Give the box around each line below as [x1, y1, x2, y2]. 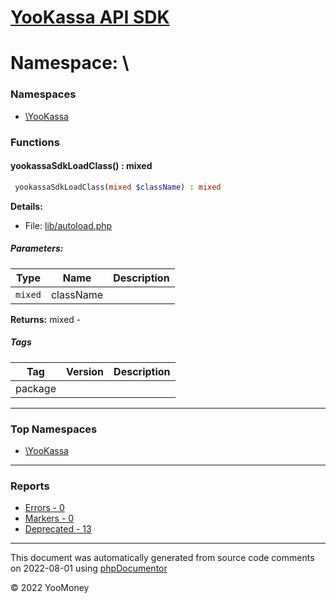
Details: [10, 200, 43, 212]
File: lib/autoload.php [24, 219, 113, 231]
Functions [10, 135, 60, 149]
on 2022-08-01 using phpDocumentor [10, 562, 168, 575]
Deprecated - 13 [24, 523, 92, 535]
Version [65, 364, 105, 378]
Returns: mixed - [10, 313, 82, 325]
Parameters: [10, 242, 64, 255]
